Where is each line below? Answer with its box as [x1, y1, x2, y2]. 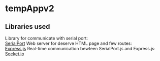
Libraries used [5, 22, 50, 31]
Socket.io [5, 51, 25, 57]
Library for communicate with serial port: [5, 35, 88, 41]
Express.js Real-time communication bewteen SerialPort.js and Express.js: [5, 46, 156, 51]
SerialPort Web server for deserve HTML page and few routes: [5, 41, 132, 46]
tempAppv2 [5, 3, 55, 14]
